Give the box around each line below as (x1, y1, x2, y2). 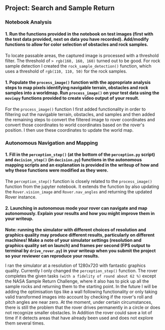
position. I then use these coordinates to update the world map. (5, 127, 134, 133)
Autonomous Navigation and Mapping (5, 139, 99, 146)
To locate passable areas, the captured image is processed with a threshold (5, 52, 159, 58)
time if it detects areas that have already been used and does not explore (5, 315, 154, 321)
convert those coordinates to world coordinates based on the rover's (5, 122, 145, 128)
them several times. (5, 320, 45, 326)
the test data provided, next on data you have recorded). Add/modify (5, 36, 149, 42)
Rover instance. (5, 194, 37, 200)
